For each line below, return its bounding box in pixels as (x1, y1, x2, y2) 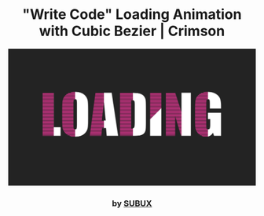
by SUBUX (112, 198, 152, 209)
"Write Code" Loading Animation (22, 5, 242, 24)
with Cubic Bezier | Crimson (38, 22, 225, 40)
